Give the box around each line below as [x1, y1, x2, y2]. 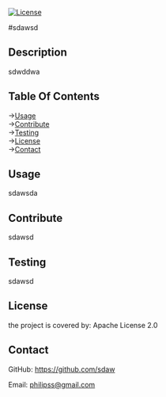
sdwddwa [8, 67, 40, 76]
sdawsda [8, 189, 38, 198]
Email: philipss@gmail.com [8, 380, 96, 389]
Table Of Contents [8, 90, 100, 103]
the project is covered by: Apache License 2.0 [8, 320, 158, 330]
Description [8, 46, 67, 59]
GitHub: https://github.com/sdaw [8, 365, 115, 374]
